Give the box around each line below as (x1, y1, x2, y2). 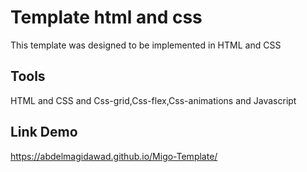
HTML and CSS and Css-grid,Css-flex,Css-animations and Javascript (10, 94, 297, 106)
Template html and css (10, 6, 203, 29)
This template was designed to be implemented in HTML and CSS (10, 39, 282, 51)
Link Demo (10, 124, 78, 141)
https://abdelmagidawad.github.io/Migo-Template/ (10, 150, 218, 162)
